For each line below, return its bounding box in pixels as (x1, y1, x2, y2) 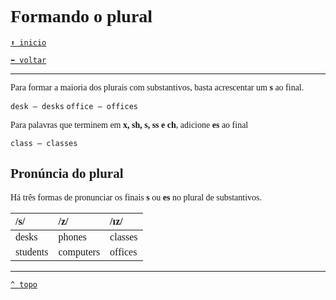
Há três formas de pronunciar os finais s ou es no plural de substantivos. (10, 192, 263, 203)
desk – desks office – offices (10, 101, 138, 111)
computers (58, 246, 101, 258)
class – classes (10, 138, 78, 148)
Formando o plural (10, 6, 153, 27)
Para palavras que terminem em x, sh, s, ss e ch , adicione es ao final (10, 119, 249, 130)
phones (58, 231, 87, 243)
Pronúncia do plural (10, 166, 124, 182)
